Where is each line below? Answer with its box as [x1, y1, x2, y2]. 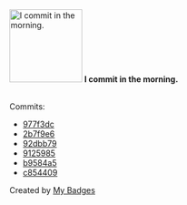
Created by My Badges [9, 185, 95, 195]
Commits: [9, 101, 45, 112]
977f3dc [22, 118, 54, 129]
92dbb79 [22, 138, 57, 149]
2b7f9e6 [22, 128, 55, 139]
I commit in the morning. [84, 74, 179, 85]
